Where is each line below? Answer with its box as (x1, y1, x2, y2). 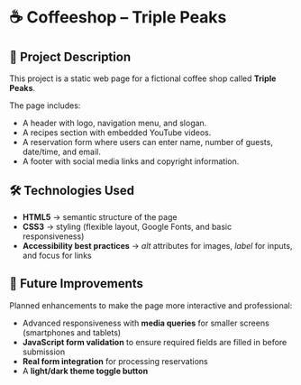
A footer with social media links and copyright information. (22, 156, 240, 167)
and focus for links (22, 250, 92, 261)
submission (22, 346, 66, 357)
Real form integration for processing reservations (22, 355, 209, 366)
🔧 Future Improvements (9, 276, 144, 291)
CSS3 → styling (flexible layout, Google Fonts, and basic (22, 221, 233, 232)
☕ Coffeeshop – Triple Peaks (9, 7, 227, 28)
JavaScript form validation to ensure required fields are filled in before (22, 336, 287, 347)
